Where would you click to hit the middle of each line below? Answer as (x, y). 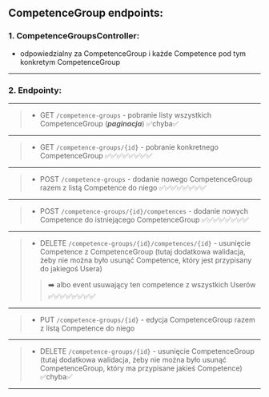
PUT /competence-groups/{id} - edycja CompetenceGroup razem (147, 319)
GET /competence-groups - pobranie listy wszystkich (126, 114)
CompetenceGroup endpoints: (86, 13)
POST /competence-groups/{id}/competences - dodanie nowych (144, 211)
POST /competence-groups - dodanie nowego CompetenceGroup (146, 178)
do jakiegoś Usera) (71, 268)
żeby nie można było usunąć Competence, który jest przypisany (146, 260)
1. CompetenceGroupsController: (74, 36)
